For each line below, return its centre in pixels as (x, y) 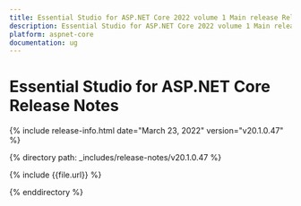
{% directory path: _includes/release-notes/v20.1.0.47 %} (116, 158)
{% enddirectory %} (46, 193)
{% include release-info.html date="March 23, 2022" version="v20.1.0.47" (146, 131)
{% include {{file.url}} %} (56, 175)
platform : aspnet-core (52, 34)
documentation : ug (43, 43)
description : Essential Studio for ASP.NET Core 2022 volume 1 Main (140, 26)
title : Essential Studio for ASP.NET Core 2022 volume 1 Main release (144, 17)
